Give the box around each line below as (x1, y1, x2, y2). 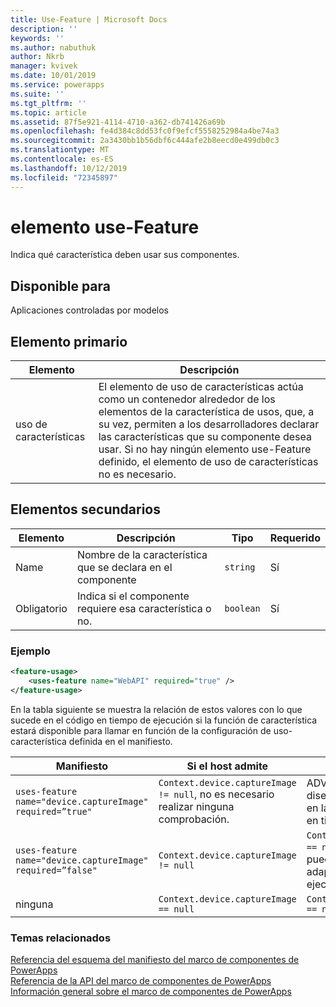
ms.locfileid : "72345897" (10, 172, 118, 183)
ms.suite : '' (10, 89, 65, 99)
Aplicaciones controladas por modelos (10, 304, 169, 316)
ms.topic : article (10, 107, 87, 118)
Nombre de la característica (76, 547, 208, 561)
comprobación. (158, 812, 230, 826)
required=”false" (15, 864, 98, 876)
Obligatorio (15, 601, 68, 615)
